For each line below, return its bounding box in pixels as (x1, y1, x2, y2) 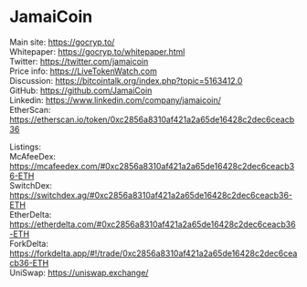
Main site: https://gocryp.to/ (9, 36, 115, 47)
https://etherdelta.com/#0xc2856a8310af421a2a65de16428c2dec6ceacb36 (9, 219, 296, 230)
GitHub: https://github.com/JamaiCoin (9, 85, 153, 96)
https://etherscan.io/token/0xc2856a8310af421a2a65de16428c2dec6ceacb (9, 114, 295, 125)
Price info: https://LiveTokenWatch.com (9, 66, 157, 77)
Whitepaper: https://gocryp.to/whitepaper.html (9, 46, 185, 56)
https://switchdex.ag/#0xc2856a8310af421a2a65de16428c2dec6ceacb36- (9, 190, 292, 200)
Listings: (9, 141, 41, 152)
